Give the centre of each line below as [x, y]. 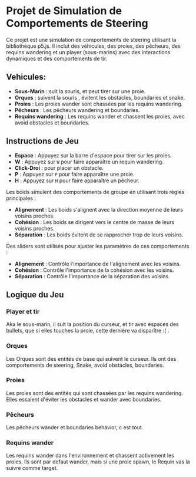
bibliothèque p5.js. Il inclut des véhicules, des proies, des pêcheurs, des [93, 46]
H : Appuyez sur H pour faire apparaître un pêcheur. [77, 180]
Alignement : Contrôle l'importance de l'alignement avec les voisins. [98, 264]
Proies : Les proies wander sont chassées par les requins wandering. [99, 104]
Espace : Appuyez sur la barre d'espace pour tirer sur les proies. [93, 155]
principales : [21, 198]
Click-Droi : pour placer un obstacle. [59, 168]
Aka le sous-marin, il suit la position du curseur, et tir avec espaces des [92, 324]
